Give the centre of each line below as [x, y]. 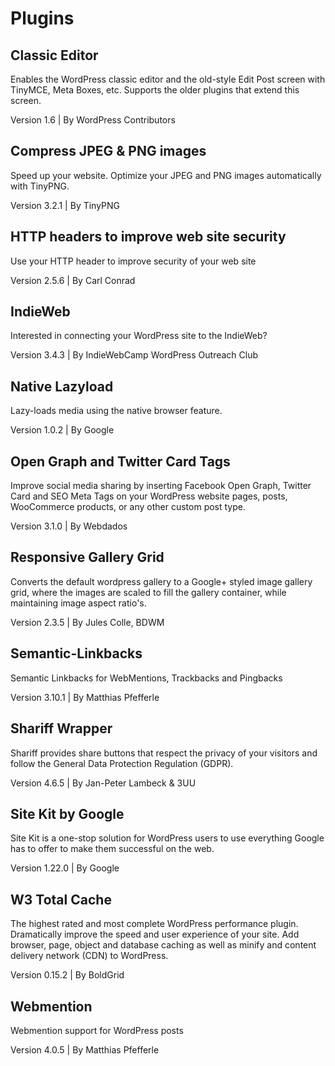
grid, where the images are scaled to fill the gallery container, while [148, 592]
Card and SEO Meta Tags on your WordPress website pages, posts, [149, 496]
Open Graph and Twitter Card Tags [120, 461]
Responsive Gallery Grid [87, 557]
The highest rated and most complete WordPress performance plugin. [154, 924]
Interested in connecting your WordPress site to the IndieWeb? [139, 336]
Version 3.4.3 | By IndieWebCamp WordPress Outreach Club [134, 355]
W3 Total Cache [61, 899]
